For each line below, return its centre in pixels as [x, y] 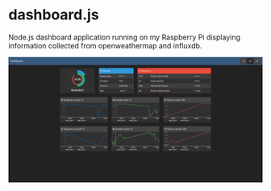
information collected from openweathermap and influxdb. [105, 45]
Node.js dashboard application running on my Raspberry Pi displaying [124, 37]
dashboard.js [54, 15]
